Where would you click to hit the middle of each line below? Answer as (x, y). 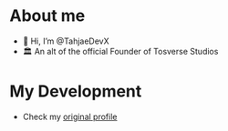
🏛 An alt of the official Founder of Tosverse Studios (120, 51)
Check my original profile (70, 116)
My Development (76, 91)
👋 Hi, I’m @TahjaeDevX (66, 41)
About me (47, 16)
